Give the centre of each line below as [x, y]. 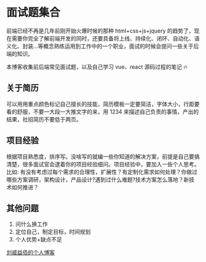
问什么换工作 [31, 224]
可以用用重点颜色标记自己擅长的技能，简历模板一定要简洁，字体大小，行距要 [103, 104]
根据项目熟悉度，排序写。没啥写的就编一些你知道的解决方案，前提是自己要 [100, 156]
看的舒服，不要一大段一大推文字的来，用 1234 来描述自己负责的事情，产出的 [103, 112]
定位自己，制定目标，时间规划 [53, 232]
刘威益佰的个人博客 [31, 253]
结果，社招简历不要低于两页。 [44, 119]
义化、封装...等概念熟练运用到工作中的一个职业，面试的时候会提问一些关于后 [103, 46]
